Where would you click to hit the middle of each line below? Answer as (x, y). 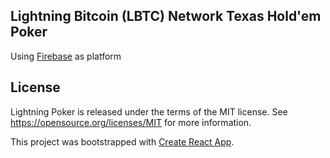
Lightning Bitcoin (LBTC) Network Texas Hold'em (166, 16)
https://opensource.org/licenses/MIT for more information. (131, 122)
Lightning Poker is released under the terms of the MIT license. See (149, 111)
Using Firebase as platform (66, 56)
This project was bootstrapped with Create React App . (122, 141)
